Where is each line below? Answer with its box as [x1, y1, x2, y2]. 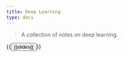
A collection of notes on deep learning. [21, 31, 119, 38]
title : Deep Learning [6, 8, 61, 15]
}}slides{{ [13, 43, 34, 50]
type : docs [6, 14, 34, 20]
